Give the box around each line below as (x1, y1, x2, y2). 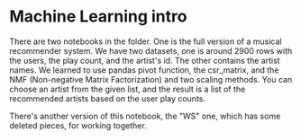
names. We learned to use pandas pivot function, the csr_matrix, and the (9, 65, 279, 75)
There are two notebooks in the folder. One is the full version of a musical (9, 36, 282, 47)
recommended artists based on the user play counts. (9, 92, 205, 104)
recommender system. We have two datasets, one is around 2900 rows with (9, 45, 293, 56)
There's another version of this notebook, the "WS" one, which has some (9, 110, 281, 121)
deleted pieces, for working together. (9, 119, 147, 131)
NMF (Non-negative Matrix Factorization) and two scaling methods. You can (9, 74, 293, 84)
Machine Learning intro (9, 6, 187, 27)
